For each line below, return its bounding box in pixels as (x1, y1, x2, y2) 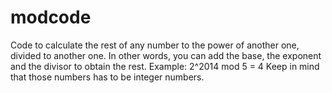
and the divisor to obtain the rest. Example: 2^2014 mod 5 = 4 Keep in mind (10, 60, 320, 72)
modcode (10, 6, 92, 29)
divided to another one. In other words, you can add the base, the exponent (10, 49, 322, 61)
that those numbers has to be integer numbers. (10, 71, 205, 83)
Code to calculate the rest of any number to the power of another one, (10, 39, 300, 51)
